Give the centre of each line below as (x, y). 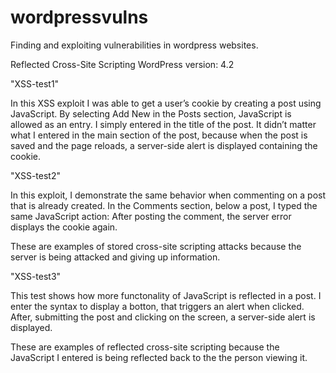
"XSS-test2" (35, 175)
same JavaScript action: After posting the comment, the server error (151, 216)
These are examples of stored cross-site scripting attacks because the (156, 246)
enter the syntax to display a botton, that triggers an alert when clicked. (157, 306)
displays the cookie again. (64, 227)
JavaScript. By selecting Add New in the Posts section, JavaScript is (151, 113)
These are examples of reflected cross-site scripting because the (145, 347)
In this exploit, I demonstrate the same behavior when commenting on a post (168, 195)
